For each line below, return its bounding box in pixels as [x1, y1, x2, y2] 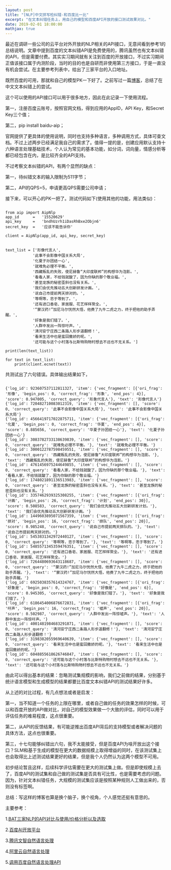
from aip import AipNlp [5, 210, 56, 215]
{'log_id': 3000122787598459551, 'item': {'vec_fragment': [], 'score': [5, 447, 163, 452]
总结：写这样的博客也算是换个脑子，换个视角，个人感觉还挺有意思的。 [5, 794, 153, 800]
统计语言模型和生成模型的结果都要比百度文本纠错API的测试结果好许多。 [5, 679, 155, 685]
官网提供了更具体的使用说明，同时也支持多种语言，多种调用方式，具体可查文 [5, 133, 166, 139]
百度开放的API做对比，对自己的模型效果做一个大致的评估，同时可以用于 [14, 707, 164, 713]
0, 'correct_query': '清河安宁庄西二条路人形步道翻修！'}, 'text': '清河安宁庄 [5, 627, 163, 632]
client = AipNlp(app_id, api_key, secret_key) [5, 234, 106, 239]
